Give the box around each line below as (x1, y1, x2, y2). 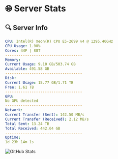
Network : (5, 108, 23, 113)
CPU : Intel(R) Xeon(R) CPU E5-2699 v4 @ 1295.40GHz (5, 39, 113, 44)
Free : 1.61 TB (5, 85, 34, 90)
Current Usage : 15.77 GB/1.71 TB (5, 80, 74, 85)
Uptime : (5, 135, 21, 140)
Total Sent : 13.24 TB (5, 121, 50, 126)
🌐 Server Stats (5, 3, 66, 14)
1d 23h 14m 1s (5, 140, 34, 145)
